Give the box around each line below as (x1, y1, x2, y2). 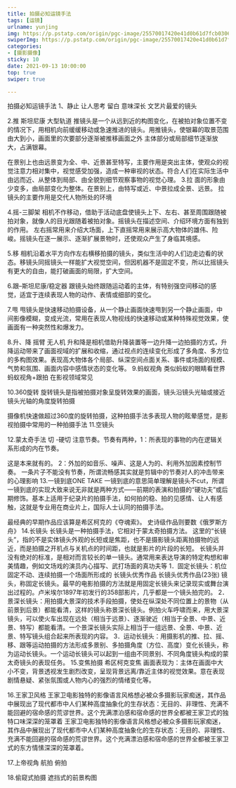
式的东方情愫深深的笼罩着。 (7, 744, 88, 752)
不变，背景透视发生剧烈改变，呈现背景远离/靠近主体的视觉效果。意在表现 (13, 667, 225, 676)
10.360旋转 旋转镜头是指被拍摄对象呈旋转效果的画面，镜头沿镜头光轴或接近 (7, 388, 225, 397)
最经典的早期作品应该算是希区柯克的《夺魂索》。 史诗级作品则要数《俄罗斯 (7, 518, 221, 527)
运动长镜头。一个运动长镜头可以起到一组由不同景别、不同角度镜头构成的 (13, 650, 223, 658)
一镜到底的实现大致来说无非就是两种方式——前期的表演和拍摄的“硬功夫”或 (7, 485, 223, 494)
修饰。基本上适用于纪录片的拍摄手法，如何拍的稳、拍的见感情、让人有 (13, 494, 216, 503)
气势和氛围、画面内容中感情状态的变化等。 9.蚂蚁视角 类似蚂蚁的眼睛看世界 (7, 365, 226, 373)
